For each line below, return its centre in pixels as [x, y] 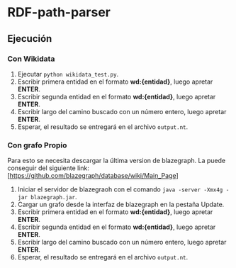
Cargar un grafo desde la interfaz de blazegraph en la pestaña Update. [121, 205]
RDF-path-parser [59, 12]
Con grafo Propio [37, 145]
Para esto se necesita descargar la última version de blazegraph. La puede [117, 161]
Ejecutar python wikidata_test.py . [68, 74]
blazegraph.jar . [54, 197]
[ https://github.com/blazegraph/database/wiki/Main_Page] [93, 176]
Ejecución [30, 39]
